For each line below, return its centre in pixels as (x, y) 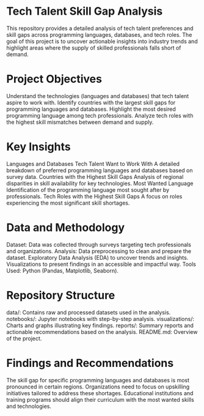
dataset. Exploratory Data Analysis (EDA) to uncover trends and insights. (97, 257)
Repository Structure (61, 295)
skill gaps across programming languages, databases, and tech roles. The (99, 34)
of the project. (24, 338)
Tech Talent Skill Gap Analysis (85, 11)
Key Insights (39, 147)
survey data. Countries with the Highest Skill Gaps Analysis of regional (95, 176)
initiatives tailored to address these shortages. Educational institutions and (100, 393)
